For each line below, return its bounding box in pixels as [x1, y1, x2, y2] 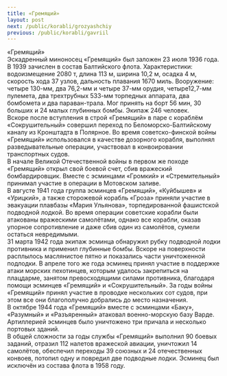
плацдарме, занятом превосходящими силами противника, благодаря [7, 274, 215, 282]
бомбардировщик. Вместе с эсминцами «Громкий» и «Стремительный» [7, 172, 221, 180]
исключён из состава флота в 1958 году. [7, 362, 126, 370]
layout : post [7, 16, 45, 23]
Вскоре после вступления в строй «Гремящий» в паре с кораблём [7, 114, 204, 122]
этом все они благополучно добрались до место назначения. [7, 296, 189, 304]
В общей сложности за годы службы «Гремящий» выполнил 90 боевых [7, 332, 217, 340]
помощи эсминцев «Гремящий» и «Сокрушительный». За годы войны [7, 281, 213, 290]
